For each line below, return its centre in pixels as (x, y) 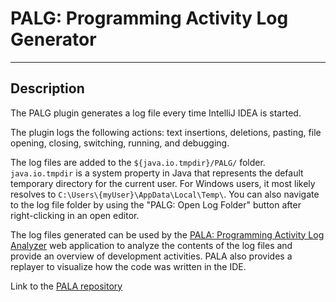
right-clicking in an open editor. (75, 215)
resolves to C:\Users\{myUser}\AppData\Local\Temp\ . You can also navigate (165, 194)
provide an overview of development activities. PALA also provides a (151, 256)
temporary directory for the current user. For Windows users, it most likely (163, 183)
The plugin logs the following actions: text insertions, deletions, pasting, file (166, 132)
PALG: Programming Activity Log (149, 18)
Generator (53, 39)
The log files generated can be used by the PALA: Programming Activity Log (167, 234)
